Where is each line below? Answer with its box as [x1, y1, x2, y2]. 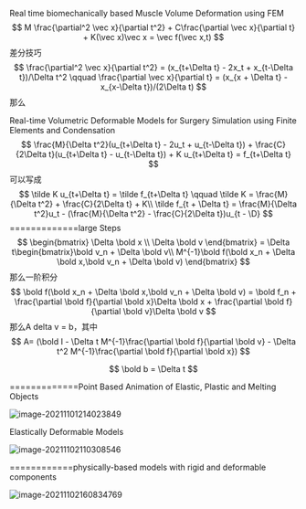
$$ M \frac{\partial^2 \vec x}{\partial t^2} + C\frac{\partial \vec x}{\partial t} [11, 22, 296, 33]
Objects [9, 391, 39, 401]
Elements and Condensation [9, 125, 116, 135]
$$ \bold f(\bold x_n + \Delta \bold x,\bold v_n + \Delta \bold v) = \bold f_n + [10, 287, 297, 297]
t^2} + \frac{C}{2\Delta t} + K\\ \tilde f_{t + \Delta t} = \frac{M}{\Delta [37, 198, 298, 209]
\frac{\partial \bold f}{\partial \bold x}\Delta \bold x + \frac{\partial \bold [14, 296, 285, 307]
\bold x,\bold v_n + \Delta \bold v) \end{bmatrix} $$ [56, 256, 251, 267]
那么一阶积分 [9, 271, 58, 282]
